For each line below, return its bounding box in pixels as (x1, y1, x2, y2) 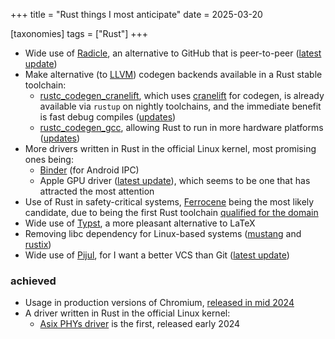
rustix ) (24, 239, 52, 250)
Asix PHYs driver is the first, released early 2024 (39, 318, 241, 330)
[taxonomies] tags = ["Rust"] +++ (10, 28, 149, 39)
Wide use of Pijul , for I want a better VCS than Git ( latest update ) (24, 249, 290, 261)
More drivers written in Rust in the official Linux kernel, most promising (24, 143, 317, 154)
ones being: (24, 154, 74, 165)
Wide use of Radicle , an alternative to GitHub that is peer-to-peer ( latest (24, 47, 322, 59)
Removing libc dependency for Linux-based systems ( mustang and (24, 228, 302, 239)
